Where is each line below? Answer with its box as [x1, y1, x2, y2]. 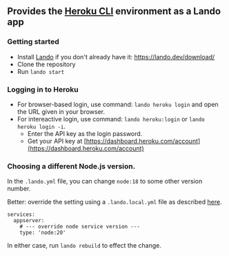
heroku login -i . [17, 122, 66, 130]
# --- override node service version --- [19, 224, 140, 230]
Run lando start [17, 67, 65, 75]
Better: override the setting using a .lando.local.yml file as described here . [7, 198, 222, 206]
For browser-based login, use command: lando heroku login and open [17, 100, 219, 108]
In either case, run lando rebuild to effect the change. [7, 242, 162, 250]
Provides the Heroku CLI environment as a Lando [7, 6, 221, 17]
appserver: [13, 217, 45, 224]
